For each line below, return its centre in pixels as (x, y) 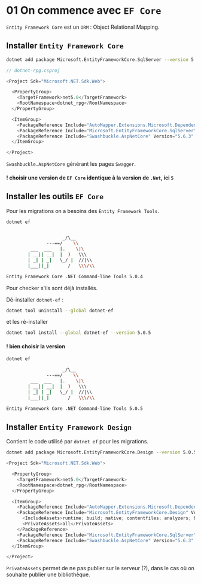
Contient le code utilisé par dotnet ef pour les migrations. (77, 442)
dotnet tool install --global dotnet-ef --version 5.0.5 (79, 333)
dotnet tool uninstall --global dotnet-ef (60, 311)
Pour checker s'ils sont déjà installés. (52, 288)
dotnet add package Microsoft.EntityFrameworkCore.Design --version (93, 452)
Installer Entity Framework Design (69, 427)
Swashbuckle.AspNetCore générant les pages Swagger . (71, 164)
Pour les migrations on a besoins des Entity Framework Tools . (83, 211)
